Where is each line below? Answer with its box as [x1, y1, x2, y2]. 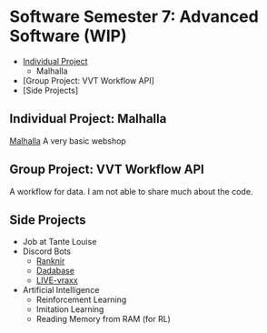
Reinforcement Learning [35, 294, 127, 306]
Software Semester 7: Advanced [9, 6, 259, 27]
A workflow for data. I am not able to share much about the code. [9, 186, 253, 197]
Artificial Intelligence [22, 285, 100, 296]
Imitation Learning [35, 304, 104, 315]
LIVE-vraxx [35, 275, 79, 286]
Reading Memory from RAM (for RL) [35, 314, 171, 325]
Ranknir [35, 256, 65, 267]
